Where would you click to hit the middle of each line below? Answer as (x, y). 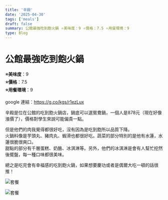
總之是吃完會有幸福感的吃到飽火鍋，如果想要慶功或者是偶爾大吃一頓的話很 (82, 165)
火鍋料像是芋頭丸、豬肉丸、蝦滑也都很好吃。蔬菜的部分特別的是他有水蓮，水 (84, 135)
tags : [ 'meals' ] (22, 19)
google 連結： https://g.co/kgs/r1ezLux (44, 102)
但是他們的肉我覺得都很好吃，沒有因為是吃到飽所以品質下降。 (69, 129)
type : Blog (16, 33)
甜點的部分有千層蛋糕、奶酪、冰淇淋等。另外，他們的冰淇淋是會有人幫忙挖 (82, 148)
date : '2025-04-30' (25, 14)
